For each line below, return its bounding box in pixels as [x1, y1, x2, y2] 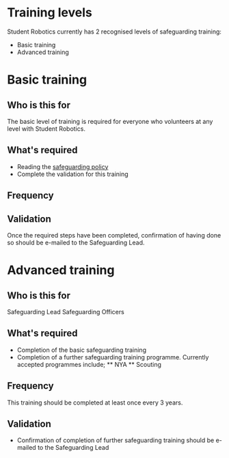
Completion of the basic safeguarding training [16, 346, 147, 354]
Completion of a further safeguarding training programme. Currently [16, 353, 209, 361]
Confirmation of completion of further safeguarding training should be [16, 436, 215, 444]
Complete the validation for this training [16, 170, 129, 178]
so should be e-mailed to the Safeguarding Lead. [7, 238, 145, 246]
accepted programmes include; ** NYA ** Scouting [16, 360, 162, 368]
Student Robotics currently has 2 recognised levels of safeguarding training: [7, 27, 222, 36]
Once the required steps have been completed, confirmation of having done [7, 231, 221, 239]
